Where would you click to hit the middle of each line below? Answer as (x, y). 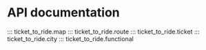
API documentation (64, 13)
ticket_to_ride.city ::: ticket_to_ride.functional (71, 38)
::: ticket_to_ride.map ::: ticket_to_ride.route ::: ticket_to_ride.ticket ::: (103, 32)
